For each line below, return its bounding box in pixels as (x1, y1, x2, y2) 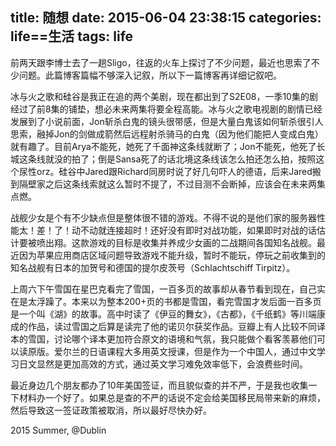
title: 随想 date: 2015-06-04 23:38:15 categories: (10, 9, 322, 27)
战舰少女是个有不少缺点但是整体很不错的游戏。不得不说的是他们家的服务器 (10, 211, 317, 223)
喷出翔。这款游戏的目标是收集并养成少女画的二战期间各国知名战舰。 (36, 236, 317, 248)
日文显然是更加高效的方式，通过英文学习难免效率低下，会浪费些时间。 (18, 358, 308, 370)
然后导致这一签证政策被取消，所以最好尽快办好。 (10, 404, 212, 416)
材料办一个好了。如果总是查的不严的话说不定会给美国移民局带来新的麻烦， (18, 391, 326, 403)
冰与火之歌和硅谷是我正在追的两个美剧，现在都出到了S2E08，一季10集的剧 (10, 90, 318, 102)
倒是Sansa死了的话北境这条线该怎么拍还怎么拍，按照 (97, 153, 317, 165)
